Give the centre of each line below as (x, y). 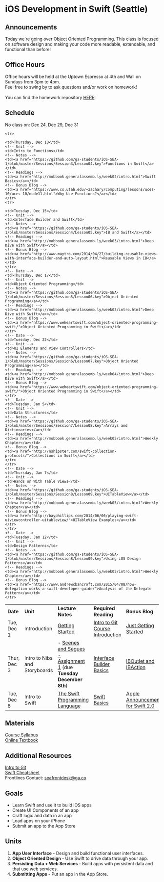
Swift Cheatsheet (22, 773)
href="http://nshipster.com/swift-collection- (69, 451)
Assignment (72, 661)
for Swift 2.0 (140, 706)
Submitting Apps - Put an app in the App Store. (60, 874)
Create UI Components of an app (45, 810)
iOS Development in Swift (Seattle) (76, 9)
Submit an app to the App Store (44, 826)
